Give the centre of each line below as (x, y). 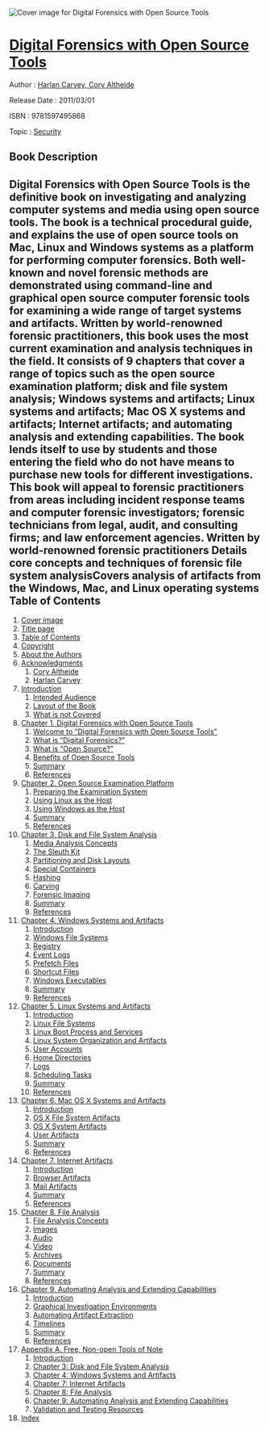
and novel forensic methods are (127, 273)
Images (45, 1229)
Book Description (54, 157)
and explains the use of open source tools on (124, 235)
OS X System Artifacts (70, 1126)
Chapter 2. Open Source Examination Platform (97, 783)
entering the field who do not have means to (122, 461)
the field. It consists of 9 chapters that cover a (127, 361)
